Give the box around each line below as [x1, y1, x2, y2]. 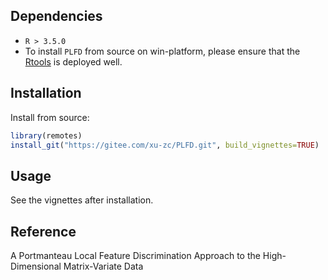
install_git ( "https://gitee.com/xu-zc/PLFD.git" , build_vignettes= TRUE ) [10, 140, 320, 150]
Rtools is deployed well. [24, 55, 123, 68]
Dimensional [10, 260, 62, 272]
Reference [10, 223, 77, 240]
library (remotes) [10, 130, 83, 141]
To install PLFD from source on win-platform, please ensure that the [24, 45, 301, 57]
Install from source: [10, 111, 90, 123]
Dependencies [10, 8, 103, 25]
